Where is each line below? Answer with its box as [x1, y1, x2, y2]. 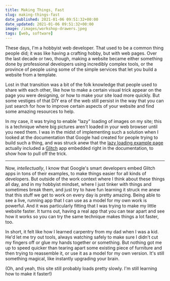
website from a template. [5, 72, 57, 77]
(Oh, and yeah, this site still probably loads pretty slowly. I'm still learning [5, 265, 157, 271]
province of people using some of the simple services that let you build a [5, 66, 157, 72]
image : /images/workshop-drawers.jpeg [5, 26, 87, 31]
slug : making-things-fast [5, 12, 60, 17]
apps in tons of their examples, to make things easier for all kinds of [5, 171, 147, 176]
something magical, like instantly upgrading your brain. [5, 256, 120, 261]
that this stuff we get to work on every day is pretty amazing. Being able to [5, 192, 161, 198]
